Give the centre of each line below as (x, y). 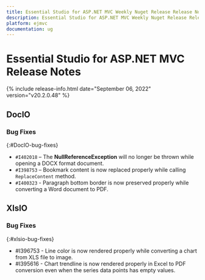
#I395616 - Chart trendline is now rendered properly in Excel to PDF (100, 264)
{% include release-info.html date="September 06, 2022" (79, 89)
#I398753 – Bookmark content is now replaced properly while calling (100, 170)
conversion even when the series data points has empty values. (95, 270)
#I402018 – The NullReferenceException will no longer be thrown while (104, 156)
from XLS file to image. (44, 257)
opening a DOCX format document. (59, 163)
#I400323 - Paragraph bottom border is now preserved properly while (102, 183)
